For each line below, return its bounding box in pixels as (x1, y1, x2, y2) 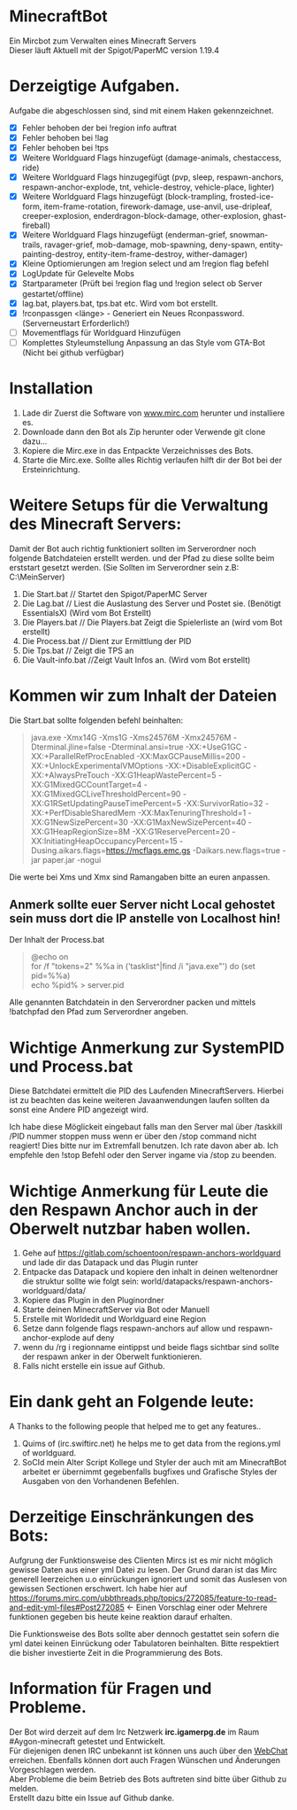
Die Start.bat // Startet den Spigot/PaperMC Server (21, 588, 208, 599)
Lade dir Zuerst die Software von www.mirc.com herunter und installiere (21, 408, 286, 418)
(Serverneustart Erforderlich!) (21, 317, 130, 329)
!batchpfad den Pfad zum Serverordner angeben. (9, 1006, 188, 1017)
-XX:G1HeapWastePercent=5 (111, 769, 217, 781)
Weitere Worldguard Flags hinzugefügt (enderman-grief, (21, 229, 228, 240)
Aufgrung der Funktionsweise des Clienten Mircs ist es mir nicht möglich (9, 1555, 274, 1565)
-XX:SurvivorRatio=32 (183, 797, 263, 808)
